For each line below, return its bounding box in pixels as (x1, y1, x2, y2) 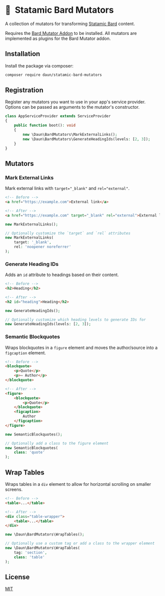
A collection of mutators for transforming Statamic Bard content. (5, 21, 135, 27)
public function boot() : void (14, 123, 76, 128)
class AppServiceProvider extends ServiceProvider (5, 114, 111, 119)
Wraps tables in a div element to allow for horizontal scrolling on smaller (5, 481, 151, 487)
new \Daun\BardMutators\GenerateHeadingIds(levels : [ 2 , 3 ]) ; (23, 136, 151, 142)
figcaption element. (5, 349, 46, 356)
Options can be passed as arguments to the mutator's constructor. (5, 104, 140, 110)
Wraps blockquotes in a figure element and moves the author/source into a (5, 345, 158, 350)
